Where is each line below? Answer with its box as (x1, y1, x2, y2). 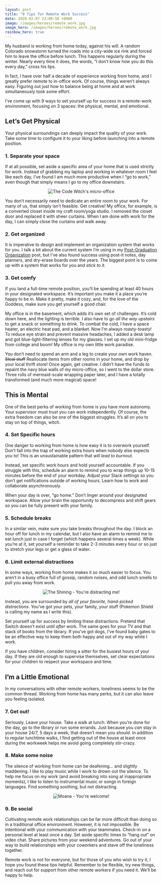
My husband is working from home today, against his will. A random (5, 43, 140, 49)
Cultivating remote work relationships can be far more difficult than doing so (5, 816, 157, 822)
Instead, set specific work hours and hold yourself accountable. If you (5, 462, 145, 468)
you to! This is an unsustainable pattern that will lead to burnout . (5, 452, 133, 458)
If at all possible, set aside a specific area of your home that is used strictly (5, 164, 154, 170)
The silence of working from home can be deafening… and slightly (5, 763, 138, 769)
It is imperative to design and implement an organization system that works (5, 242, 155, 248)
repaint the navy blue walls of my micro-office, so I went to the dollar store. (5, 366, 155, 372)
